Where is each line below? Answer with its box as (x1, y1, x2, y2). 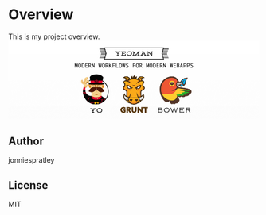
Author (8, 134, 44, 148)
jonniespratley (8, 155, 55, 165)
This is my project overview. (8, 32, 100, 41)
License (8, 179, 49, 192)
